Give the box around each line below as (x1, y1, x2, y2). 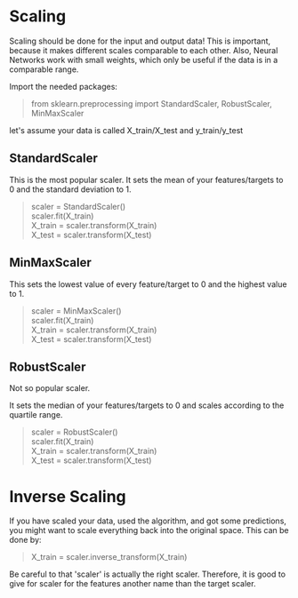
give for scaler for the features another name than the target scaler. (9, 578, 256, 589)
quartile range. (9, 410, 63, 420)
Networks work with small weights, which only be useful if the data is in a (9, 54, 278, 65)
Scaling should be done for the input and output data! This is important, (9, 36, 271, 46)
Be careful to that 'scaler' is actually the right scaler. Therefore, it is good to (9, 569, 286, 579)
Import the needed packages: (9, 81, 118, 92)
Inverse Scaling (9, 486, 126, 506)
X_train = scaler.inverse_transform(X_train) (30, 552, 188, 562)
